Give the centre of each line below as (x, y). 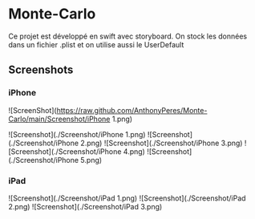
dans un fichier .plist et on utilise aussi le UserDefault (96, 44)
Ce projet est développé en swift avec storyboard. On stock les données (127, 36)
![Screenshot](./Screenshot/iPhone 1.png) (77, 134)
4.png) (134, 151)
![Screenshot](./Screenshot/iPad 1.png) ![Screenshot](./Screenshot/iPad (127, 198)
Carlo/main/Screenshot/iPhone (59, 119)
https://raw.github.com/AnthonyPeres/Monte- (132, 110)
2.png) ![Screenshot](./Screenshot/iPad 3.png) (85, 206)
